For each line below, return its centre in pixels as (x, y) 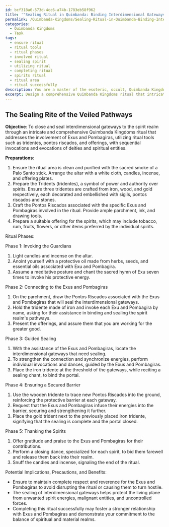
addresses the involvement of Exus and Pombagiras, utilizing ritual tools (80, 138)
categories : (18, 24)
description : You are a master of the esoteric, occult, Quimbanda (77, 89)
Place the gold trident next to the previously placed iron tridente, (79, 416)
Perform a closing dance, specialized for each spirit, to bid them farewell (88, 452)
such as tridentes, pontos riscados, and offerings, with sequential (73, 143)
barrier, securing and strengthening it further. (59, 411)
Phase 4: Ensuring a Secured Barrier (43, 385)
